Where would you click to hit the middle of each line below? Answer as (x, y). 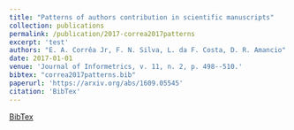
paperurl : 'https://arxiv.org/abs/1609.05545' (96, 83)
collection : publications (57, 26)
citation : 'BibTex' (45, 91)
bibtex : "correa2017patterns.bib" (73, 75)
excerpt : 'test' (39, 42)
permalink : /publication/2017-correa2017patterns (102, 34)
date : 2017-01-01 (41, 58)
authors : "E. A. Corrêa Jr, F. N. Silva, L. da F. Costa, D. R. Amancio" (148, 50)
